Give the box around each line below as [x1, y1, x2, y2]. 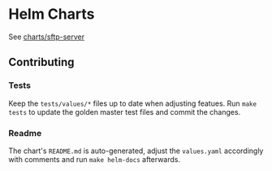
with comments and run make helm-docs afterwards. [8, 154, 181, 164]
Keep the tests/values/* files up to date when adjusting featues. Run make [8, 99, 257, 108]
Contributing [8, 55, 75, 69]
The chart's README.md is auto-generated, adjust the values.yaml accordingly [8, 146, 264, 156]
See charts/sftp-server [8, 32, 85, 42]
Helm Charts [8, 5, 95, 24]
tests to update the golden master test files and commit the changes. [8, 107, 241, 116]
